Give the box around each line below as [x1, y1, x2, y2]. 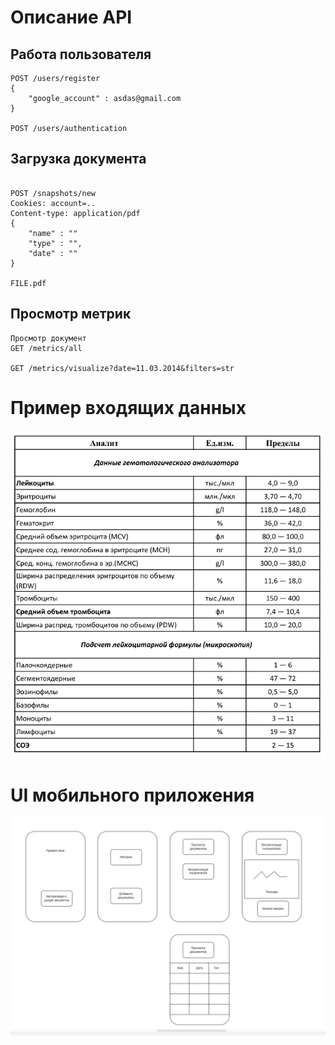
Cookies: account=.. [10, 198, 97, 208]
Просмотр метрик [10, 306, 132, 323]
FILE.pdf [10, 278, 47, 288]
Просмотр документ [10, 333, 87, 343]
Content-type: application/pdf [10, 208, 141, 218]
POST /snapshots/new [10, 188, 97, 198]
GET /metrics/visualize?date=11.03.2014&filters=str [10, 363, 235, 373]
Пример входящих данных [10, 396, 247, 419]
